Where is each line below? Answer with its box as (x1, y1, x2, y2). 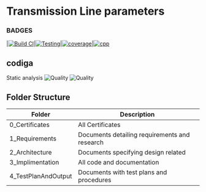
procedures (78, 176, 112, 185)
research (78, 138, 104, 147)
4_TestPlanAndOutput (9, 172, 72, 180)
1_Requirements (9, 134, 57, 143)
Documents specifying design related (78, 148, 186, 157)
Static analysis (6, 74, 43, 82)
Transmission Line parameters (6, 4, 165, 18)
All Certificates (78, 121, 121, 129)
